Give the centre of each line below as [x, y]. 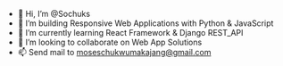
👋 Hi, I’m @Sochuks [54, 14]
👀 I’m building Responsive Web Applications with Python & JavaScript [146, 23]
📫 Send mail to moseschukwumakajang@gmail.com [114, 52]
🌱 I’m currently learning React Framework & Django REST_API [130, 33]
